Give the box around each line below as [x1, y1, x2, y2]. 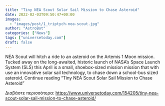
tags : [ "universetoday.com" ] [5, 35, 66, 40]
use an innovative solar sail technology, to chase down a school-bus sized [5, 69, 158, 75]
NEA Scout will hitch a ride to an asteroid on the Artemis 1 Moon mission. [5, 53, 155, 59]
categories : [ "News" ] [5, 30, 50, 35]
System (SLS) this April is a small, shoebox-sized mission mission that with [5, 64, 159, 70]
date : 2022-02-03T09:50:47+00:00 [5, 12, 75, 17]
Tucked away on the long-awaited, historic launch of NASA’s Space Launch [5, 58, 160, 65]
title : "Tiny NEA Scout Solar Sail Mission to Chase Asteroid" [5, 7, 140, 12]
